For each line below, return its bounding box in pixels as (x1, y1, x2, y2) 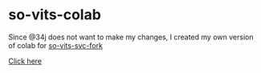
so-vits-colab (8, 6, 102, 24)
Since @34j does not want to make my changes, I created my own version (8, 32, 254, 42)
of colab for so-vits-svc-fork (8, 40, 103, 50)
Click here (8, 56, 43, 66)
